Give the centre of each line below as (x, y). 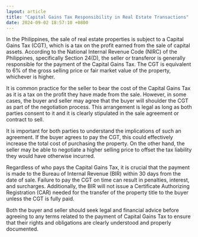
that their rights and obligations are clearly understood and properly (89, 223)
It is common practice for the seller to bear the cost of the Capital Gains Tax (98, 88)
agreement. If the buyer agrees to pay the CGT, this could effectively (90, 137)
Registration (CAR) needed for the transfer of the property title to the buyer (98, 193)
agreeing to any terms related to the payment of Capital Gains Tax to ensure (98, 216)
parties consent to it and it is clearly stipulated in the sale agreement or (92, 113)
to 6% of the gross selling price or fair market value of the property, (89, 71)
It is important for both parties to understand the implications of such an (94, 131)
